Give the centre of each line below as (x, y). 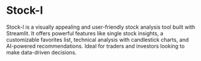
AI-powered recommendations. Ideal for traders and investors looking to (95, 46)
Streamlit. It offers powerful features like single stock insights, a (85, 33)
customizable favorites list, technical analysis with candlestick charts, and (97, 39)
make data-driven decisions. (41, 52)
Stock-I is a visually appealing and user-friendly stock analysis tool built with (101, 27)
